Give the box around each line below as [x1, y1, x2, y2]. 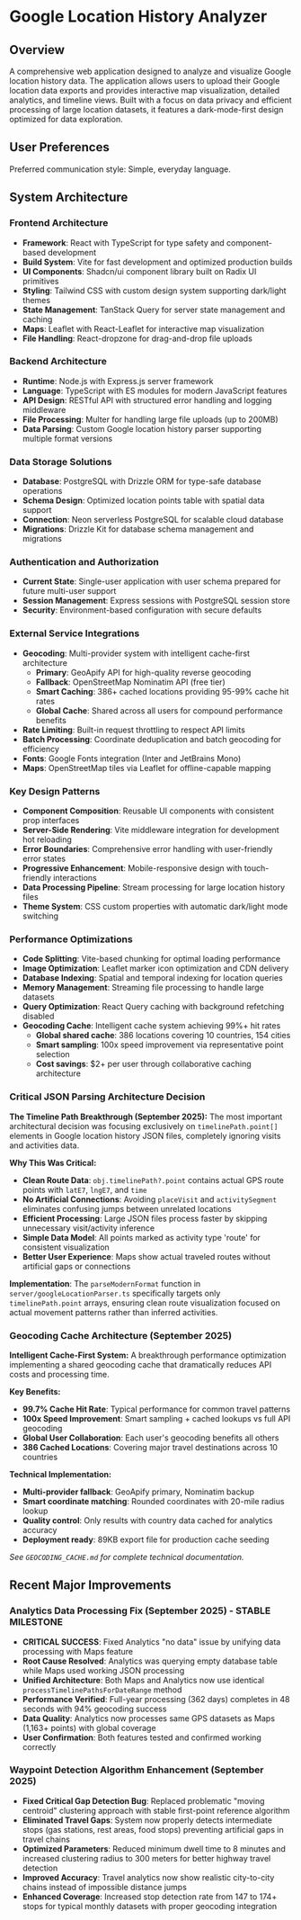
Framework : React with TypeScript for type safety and [22, 237, 225, 248]
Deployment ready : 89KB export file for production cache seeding [22, 1534, 270, 1545]
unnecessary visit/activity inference [22, 1222, 155, 1234]
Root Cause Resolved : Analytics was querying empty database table [22, 1655, 279, 1666]
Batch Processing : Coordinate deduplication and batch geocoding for [22, 733, 281, 744]
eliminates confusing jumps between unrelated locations [22, 1203, 232, 1214]
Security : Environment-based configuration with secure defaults [22, 605, 262, 615]
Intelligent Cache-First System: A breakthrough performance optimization [9, 1350, 287, 1360]
